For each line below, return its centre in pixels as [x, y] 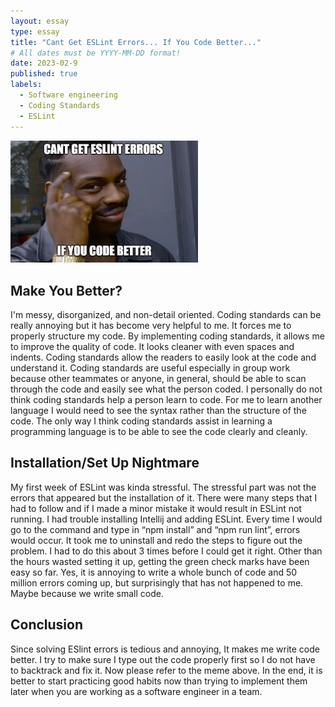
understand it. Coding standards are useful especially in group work [150, 367]
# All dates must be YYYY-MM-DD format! [96, 53]
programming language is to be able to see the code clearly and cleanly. [159, 431]
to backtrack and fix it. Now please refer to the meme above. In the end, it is [166, 670]
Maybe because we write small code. [87, 593]
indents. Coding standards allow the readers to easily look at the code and [163, 357]
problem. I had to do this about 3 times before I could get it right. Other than [166, 551]
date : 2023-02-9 [44, 63]
